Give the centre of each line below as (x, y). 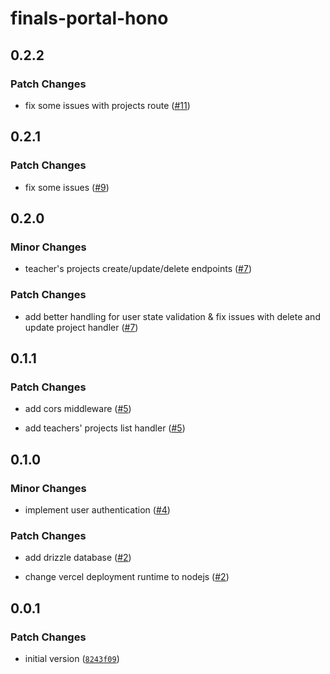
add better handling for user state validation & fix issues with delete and (172, 316)
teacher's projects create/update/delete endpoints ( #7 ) (138, 269)
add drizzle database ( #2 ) (78, 558)
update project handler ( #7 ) (81, 327)
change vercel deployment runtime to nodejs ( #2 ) (127, 577)
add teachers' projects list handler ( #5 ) (105, 428)
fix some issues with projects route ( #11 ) (107, 105)
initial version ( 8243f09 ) (72, 658)
